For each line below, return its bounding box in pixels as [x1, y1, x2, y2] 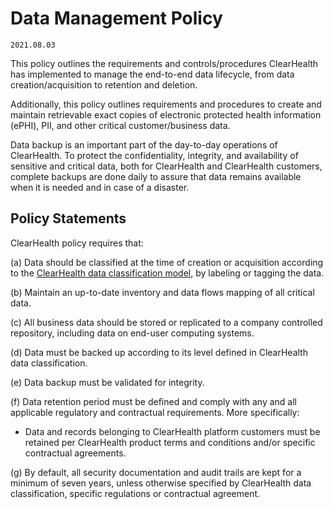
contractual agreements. [24, 447, 127, 459]
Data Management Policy [10, 7, 223, 30]
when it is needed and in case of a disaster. [10, 181, 190, 193]
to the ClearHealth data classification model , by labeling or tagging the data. [10, 267, 325, 279]
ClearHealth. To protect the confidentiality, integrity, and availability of [10, 149, 299, 161]
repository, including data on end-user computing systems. [10, 327, 255, 339]
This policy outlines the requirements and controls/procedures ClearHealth [10, 57, 319, 69]
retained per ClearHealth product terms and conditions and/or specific [24, 436, 316, 448]
